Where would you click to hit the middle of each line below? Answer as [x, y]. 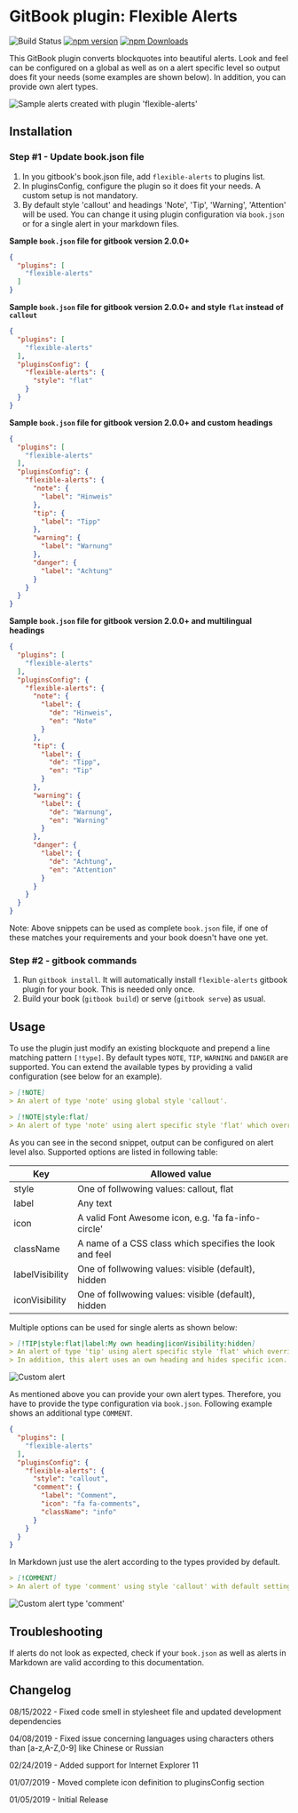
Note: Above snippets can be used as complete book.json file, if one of [139, 928]
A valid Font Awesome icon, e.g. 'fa [150, 1218]
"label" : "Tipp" [71, 522]
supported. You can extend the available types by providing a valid [131, 1067]
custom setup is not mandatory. [80, 195]
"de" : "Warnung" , [81, 812]
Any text [95, 1203]
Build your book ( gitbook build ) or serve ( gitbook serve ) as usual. [144, 999]
